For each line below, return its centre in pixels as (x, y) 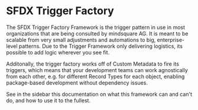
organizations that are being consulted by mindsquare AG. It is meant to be (97, 33)
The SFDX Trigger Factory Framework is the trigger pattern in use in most (95, 27)
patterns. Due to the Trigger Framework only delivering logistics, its (101, 46)
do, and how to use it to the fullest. (48, 100)
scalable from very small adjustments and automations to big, (81, 40)
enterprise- (171, 40)
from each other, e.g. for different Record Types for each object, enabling (95, 76)
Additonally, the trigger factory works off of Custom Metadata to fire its (92, 64)
